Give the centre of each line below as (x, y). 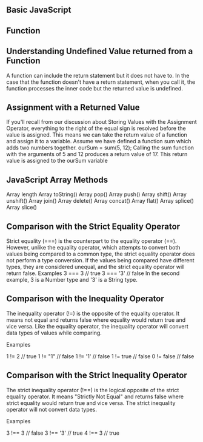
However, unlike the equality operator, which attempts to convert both (93, 248)
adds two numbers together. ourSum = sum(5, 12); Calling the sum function (100, 148)
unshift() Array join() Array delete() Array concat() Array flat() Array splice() (100, 201)
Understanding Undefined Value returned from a (100, 51)
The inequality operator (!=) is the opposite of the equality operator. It (93, 313)
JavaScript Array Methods (57, 179)
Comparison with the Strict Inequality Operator (97, 376)
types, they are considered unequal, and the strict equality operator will (95, 267)
